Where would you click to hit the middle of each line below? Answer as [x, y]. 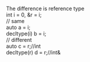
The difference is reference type [45, 9]
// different [19, 40]
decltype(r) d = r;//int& [33, 52]
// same [15, 21]
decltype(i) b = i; [26, 34]
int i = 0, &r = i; [24, 15]
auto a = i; [18, 27]
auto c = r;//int [24, 46]
